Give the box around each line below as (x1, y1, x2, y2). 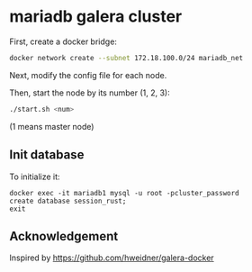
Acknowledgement (9, 228, 119, 244)
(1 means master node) (9, 121, 94, 131)
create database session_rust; (9, 196, 127, 205)
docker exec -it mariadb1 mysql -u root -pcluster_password (9, 188, 240, 197)
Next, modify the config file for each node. (9, 69, 167, 80)
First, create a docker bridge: (9, 36, 117, 47)
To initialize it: (9, 171, 60, 182)
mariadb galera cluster (9, 6, 183, 27)
